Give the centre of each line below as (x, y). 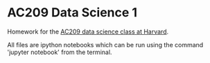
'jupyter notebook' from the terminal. (60, 52)
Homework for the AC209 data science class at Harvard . (88, 32)
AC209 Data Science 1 (72, 13)
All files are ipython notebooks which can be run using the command (105, 45)
